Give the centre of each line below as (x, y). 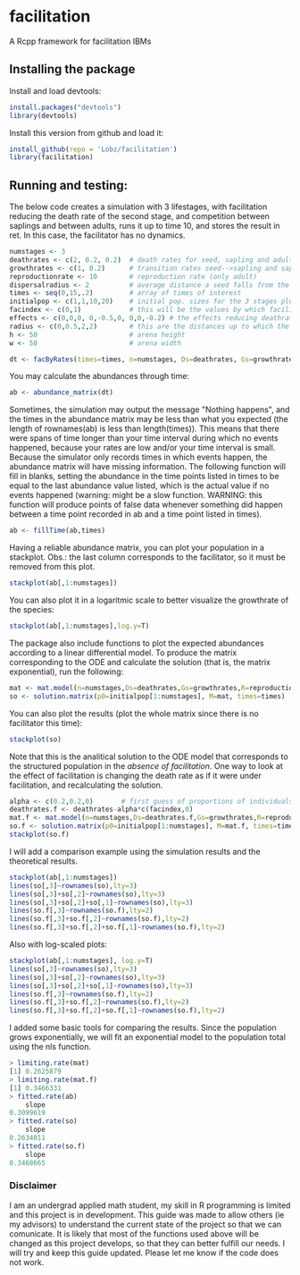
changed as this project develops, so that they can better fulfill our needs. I (147, 1243)
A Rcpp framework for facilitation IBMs (80, 41)
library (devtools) (43, 115)
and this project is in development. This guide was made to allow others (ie (147, 1214)
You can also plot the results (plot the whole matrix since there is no (134, 713)
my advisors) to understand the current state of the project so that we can (146, 1224)
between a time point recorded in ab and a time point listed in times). (136, 514)
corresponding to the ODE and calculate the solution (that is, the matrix (140, 662)
